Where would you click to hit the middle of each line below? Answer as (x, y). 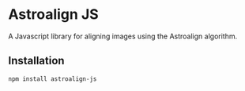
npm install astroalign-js (53, 79)
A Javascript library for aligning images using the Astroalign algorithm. (123, 36)
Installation (36, 61)
